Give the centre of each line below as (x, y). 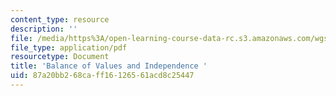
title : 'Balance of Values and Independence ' (109, 66)
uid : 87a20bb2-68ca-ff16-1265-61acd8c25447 (102, 76)
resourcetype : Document (60, 57)
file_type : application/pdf (69, 47)
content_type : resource (60, 19)
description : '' (44, 29)
